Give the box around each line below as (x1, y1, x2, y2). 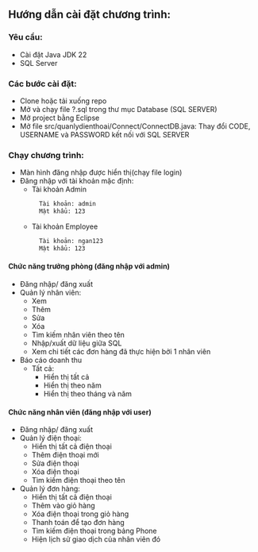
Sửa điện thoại (31, 458, 79, 469)
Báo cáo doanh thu (19, 355, 83, 365)
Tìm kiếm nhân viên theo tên (31, 330, 125, 339)
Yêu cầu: (8, 32, 43, 43)
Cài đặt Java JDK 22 (19, 49, 87, 60)
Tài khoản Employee (31, 222, 98, 231)
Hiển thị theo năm (43, 380, 102, 390)
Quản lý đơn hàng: (19, 484, 81, 493)
